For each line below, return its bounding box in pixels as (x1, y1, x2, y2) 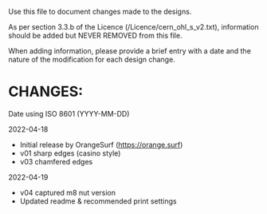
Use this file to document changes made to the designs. (8, 7, 192, 16)
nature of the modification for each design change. (8, 55, 175, 64)
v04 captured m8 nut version (19, 188, 116, 197)
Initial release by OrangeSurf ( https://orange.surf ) (19, 140, 183, 149)
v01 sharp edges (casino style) (19, 148, 121, 158)
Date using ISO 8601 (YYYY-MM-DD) (8, 109, 130, 118)
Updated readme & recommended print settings (19, 196, 177, 206)
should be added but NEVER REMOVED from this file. (8, 31, 183, 40)
